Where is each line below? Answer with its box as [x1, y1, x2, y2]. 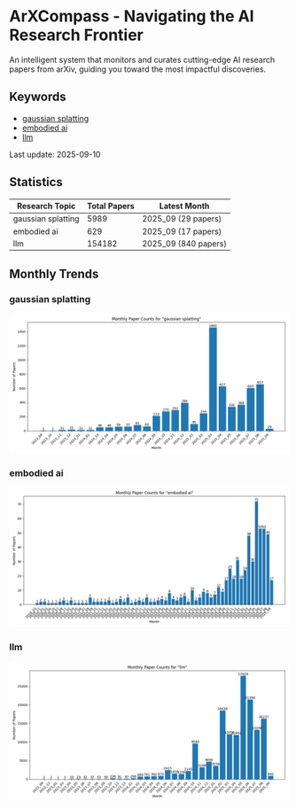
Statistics [9, 175, 64, 190]
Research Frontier [9, 25, 144, 45]
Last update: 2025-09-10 [9, 149, 101, 159]
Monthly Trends [9, 266, 99, 281]
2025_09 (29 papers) [141, 214, 222, 224]
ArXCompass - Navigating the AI [9, 6, 254, 27]
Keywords [9, 89, 66, 105]
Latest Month [159, 201, 210, 212]
